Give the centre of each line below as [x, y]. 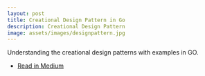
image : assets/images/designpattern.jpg [66, 33]
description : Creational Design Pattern [66, 26]
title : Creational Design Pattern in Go [66, 20]
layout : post [26, 13]
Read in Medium [41, 66]
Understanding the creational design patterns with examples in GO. [103, 53]
